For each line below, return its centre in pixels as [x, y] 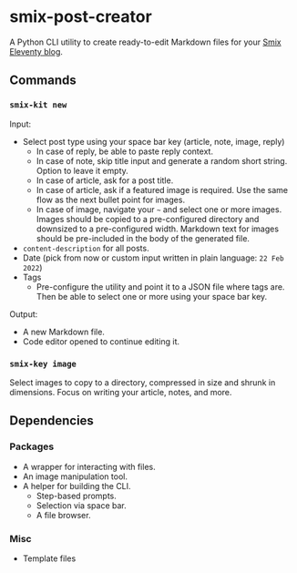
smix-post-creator [81, 17]
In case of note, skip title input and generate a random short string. [162, 160]
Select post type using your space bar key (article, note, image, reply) [154, 141]
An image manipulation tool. [75, 476]
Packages [32, 446]
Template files [49, 558]
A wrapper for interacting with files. [89, 466]
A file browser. [63, 515]
